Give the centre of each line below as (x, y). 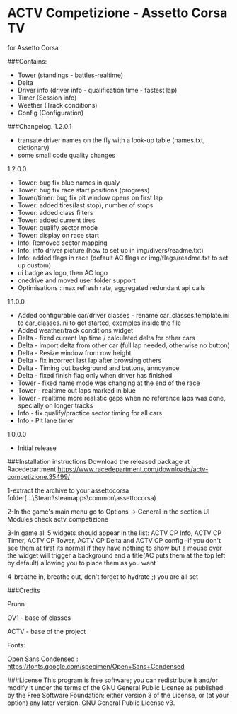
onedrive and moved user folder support (76, 280)
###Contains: (27, 61)
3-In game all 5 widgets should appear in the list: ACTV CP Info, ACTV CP (115, 533)
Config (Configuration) (51, 113)
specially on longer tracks (55, 405)
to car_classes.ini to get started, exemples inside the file (99, 323)
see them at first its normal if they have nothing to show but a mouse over (115, 548)
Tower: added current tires (56, 220)
